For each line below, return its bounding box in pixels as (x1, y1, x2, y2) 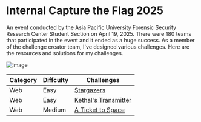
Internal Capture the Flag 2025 (6, 4, 164, 18)
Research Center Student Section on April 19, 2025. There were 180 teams (6, 30, 192, 37)
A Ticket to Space (74, 106, 125, 114)
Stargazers (74, 86, 106, 94)
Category (9, 75, 38, 84)
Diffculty (42, 75, 69, 84)
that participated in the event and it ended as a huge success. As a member (6, 36, 195, 44)
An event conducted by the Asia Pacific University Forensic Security (6, 24, 177, 31)
